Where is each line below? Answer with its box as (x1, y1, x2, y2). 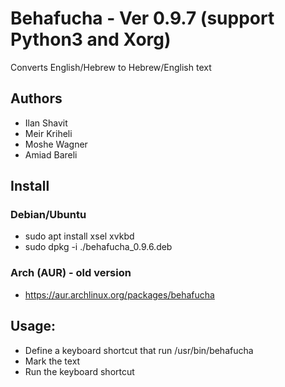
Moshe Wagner (24, 138, 88, 150)
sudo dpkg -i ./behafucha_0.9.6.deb (24, 241, 173, 253)
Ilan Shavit (24, 117, 68, 129)
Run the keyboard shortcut (24, 365, 135, 377)
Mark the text (24, 355, 81, 367)
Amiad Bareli (24, 148, 78, 161)
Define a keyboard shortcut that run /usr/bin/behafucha (24, 344, 254, 356)
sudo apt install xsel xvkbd (24, 230, 135, 242)
